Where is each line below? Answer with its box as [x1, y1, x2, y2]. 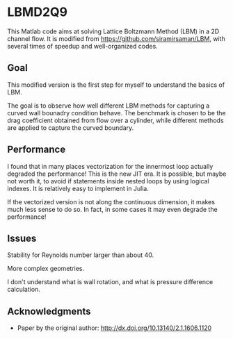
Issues [7, 232, 37, 244]
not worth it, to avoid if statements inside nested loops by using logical [7, 176, 210, 185]
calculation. [7, 286, 40, 294]
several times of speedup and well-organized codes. [7, 42, 158, 50]
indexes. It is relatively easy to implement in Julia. [7, 184, 150, 192]
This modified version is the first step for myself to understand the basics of [7, 81, 225, 89]
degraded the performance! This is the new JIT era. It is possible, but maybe [7, 169, 227, 178]
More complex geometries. [7, 265, 85, 273]
